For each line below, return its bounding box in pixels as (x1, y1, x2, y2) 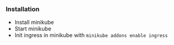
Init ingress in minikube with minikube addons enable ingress (14, 32, 168, 39)
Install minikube (14, 19, 54, 26)
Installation (5, 5, 40, 13)
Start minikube (14, 25, 52, 32)
